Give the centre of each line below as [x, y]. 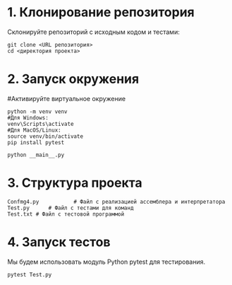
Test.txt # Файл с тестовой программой [66, 214]
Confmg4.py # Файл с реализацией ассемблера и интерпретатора [116, 202]
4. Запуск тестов [59, 242]
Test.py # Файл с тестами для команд [71, 208]
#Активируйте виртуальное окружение [66, 98]
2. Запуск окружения [73, 79]
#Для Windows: [28, 117]
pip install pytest [36, 142]
